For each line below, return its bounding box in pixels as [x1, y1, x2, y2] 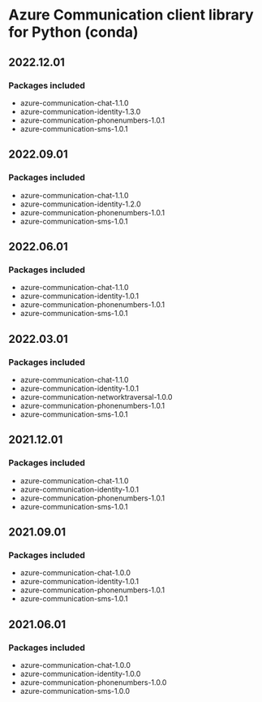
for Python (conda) [8, 23, 140, 41]
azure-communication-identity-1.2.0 [19, 199, 141, 209]
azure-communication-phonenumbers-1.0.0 [19, 678, 167, 687]
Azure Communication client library [8, 6, 254, 24]
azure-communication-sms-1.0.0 [19, 687, 131, 695]
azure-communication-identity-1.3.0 [19, 106, 141, 116]
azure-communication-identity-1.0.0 [19, 669, 141, 678]
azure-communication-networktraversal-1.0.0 [19, 392, 173, 401]
